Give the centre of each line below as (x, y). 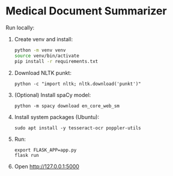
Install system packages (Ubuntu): (57, 117)
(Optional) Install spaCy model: (53, 95)
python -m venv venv (40, 50)
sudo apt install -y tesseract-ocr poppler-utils (78, 128)
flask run (27, 155)
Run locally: (20, 28)
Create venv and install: (44, 39)
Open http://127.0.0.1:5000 (47, 166)
